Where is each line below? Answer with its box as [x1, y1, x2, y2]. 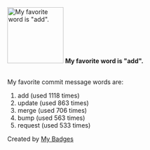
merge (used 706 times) [17, 107, 88, 114]
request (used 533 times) [17, 121, 91, 129]
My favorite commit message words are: [7, 78, 124, 86]
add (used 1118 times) [17, 91, 80, 100]
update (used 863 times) [17, 99, 89, 107]
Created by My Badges [7, 135, 74, 143]
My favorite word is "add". [64, 57, 144, 65]
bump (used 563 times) [17, 114, 86, 122]
